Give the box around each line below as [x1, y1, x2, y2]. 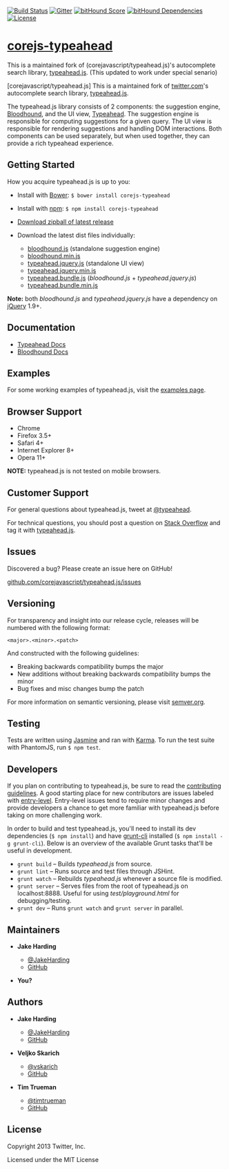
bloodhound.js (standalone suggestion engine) [27, 244, 161, 252]
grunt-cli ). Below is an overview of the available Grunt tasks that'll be [13, 839, 212, 848]
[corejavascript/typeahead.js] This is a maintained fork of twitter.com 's [7, 82, 209, 90]
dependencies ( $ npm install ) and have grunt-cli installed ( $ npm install [7, 832, 217, 840]
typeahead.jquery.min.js [27, 266, 97, 274]
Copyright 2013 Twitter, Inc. [7, 1142, 86, 1150]
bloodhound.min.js [27, 251, 81, 260]
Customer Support [7, 487, 89, 499]
